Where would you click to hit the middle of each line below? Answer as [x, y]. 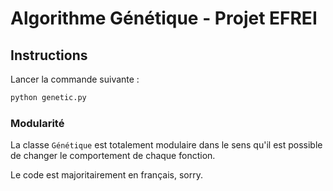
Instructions [49, 55]
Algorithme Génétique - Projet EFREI [164, 18]
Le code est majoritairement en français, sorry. [106, 175]
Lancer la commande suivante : [75, 79]
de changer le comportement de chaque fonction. [113, 156]
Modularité [37, 123]
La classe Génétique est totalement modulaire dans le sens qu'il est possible [166, 145]
